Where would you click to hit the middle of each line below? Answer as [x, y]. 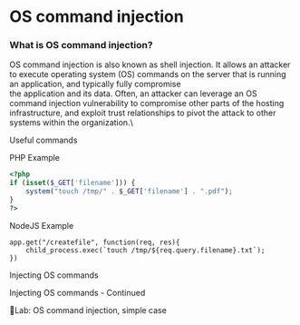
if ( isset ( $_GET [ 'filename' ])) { [73, 183]
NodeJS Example [42, 225]
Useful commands [44, 140]
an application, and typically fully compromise [95, 84]
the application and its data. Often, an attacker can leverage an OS [133, 94]
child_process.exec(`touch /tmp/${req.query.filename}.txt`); [145, 250]
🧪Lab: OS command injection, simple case [88, 310]
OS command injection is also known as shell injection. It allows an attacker [150, 64]
